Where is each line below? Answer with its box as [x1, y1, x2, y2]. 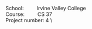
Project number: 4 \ [5, 17, 53, 23]
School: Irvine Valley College [5, 5, 86, 11]
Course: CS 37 [5, 11, 52, 18]
